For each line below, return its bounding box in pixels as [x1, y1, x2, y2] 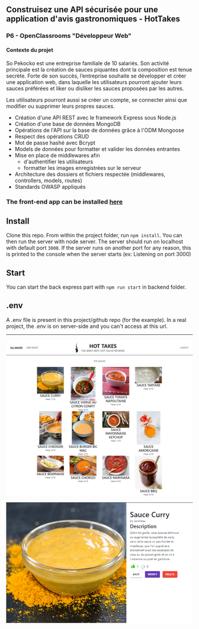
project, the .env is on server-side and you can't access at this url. [6, 322, 168, 330]
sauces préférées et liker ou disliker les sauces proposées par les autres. [6, 85, 185, 92]
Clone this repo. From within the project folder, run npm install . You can [6, 232, 182, 239]
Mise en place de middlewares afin [14, 151, 100, 159]
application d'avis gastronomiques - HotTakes [6, 14, 181, 24]
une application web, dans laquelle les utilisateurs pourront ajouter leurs [6, 78, 182, 85]
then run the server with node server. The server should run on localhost [6, 238, 184, 245]
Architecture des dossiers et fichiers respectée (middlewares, [14, 170, 166, 178]
